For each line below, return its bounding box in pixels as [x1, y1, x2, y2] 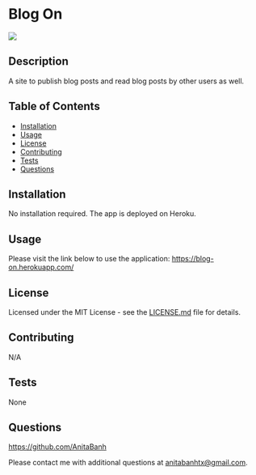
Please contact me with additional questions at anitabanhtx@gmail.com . [8, 458, 248, 468]
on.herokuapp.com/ [8, 262, 74, 272]
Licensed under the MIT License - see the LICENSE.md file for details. [8, 307, 241, 316]
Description [8, 54, 69, 69]
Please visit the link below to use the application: [8, 254, 170, 264]
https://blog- [171, 254, 214, 264]
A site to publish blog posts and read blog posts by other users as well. [8, 76, 245, 86]
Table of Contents [8, 100, 101, 113]
